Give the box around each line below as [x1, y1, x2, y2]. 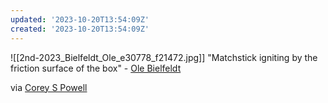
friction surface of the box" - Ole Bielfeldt [10, 62, 182, 74]
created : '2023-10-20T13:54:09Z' [10, 24, 150, 34]
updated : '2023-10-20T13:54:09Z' [10, 14, 150, 25]
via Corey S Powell [10, 81, 88, 93]
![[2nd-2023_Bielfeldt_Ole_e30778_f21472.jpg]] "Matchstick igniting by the [10, 51, 318, 63]
